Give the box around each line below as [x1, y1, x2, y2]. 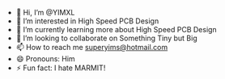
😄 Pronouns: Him [15, 54, 75, 64]
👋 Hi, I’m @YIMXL [15, 8, 75, 17]
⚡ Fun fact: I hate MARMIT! [15, 63, 106, 73]
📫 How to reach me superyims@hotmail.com [15, 43, 168, 52]
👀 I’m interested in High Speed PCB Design [15, 16, 159, 26]
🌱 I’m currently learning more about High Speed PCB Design [15, 25, 217, 34]
